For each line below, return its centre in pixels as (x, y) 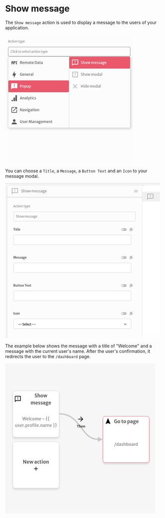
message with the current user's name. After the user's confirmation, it (78, 351)
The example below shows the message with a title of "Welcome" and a (79, 346)
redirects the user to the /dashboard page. (48, 356)
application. (17, 27)
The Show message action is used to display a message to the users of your (81, 22)
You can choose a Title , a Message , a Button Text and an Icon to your (76, 171)
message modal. (22, 176)
